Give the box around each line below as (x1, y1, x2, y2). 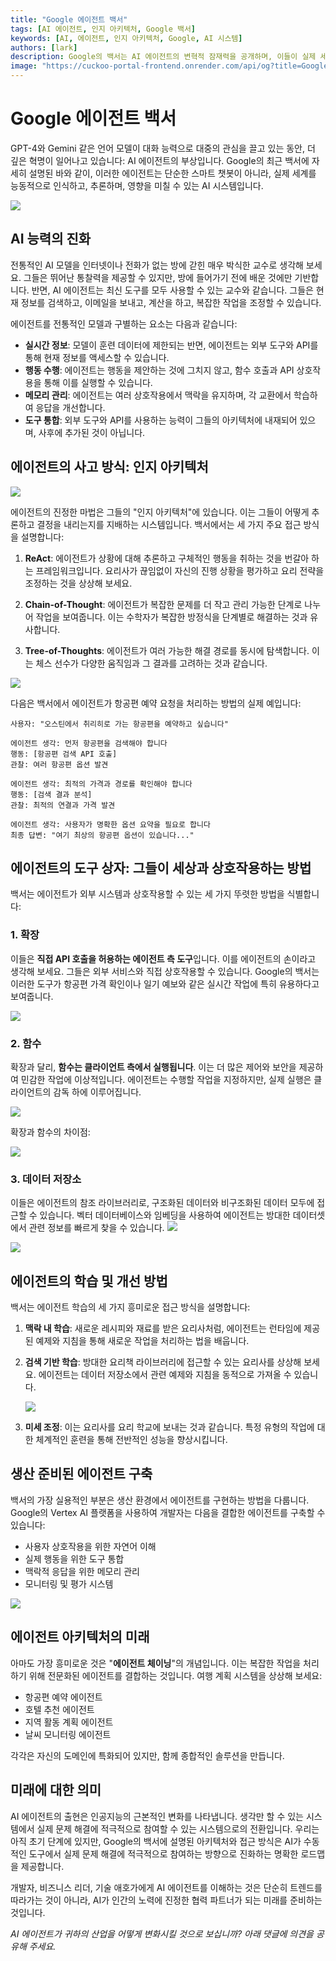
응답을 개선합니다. (35, 401, 106, 413)
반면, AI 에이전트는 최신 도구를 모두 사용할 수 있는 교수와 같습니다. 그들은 (31, 284, 314, 296)
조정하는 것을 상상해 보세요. (24, 577, 133, 589)
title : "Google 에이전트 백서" (10, 14, 128, 25)
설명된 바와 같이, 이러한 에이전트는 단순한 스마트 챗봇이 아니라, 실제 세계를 (28, 167, 317, 179)
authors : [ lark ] (10, 42, 78, 53)
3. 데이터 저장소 (10, 1172, 82, 1186)
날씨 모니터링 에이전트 (24, 1728, 112, 1740)
